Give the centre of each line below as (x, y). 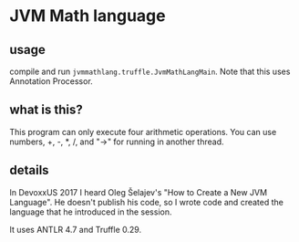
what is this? (46, 110)
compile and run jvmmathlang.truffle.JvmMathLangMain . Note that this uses (150, 71)
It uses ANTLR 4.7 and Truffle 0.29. (76, 229)
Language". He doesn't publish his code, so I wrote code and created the (147, 202)
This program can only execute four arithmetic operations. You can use (143, 132)
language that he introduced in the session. (91, 212)
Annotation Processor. (51, 81)
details (29, 170)
